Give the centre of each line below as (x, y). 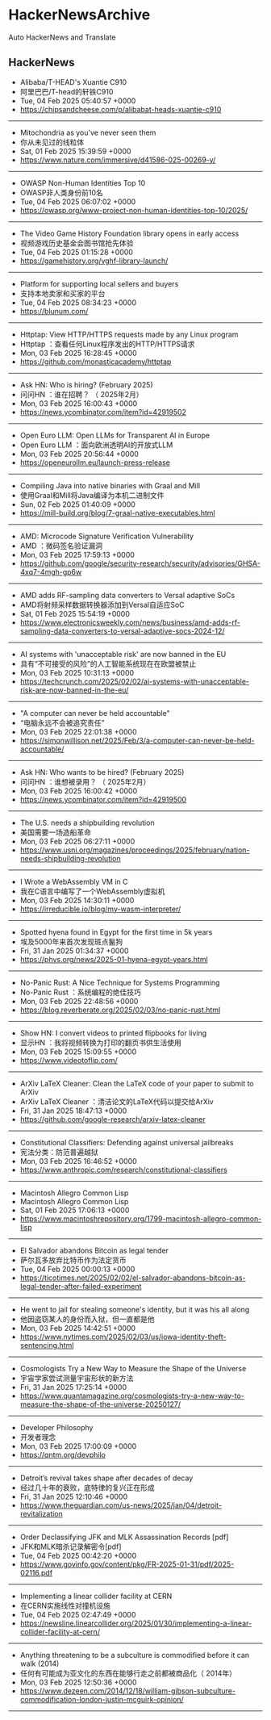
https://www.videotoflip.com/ (69, 1060)
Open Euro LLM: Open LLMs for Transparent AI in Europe (115, 435)
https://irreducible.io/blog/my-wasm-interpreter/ (100, 909)
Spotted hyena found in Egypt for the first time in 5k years (116, 932)
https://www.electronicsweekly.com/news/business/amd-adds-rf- (130, 622)
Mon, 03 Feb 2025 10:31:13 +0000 (77, 672)
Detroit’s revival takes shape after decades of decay (106, 1478)
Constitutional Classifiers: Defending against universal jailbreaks (127, 1142)
